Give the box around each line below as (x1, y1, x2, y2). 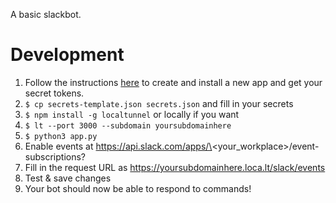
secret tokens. (24, 87, 85, 99)
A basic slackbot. (10, 9, 82, 20)
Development (10, 44, 125, 66)
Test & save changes (24, 172, 112, 184)
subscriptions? (24, 150, 86, 163)
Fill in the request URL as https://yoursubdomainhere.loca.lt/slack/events (24, 161, 326, 173)
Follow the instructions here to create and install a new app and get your (24, 76, 323, 88)
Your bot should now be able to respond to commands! (24, 182, 252, 194)
